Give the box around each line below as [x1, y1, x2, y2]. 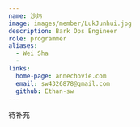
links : [8, 65, 31, 73]
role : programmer [8, 34, 67, 43]
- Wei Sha [15, 49, 49, 57]
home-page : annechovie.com [15, 72, 107, 80]
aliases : [8, 42, 38, 50]
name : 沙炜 [8, 11, 43, 20]
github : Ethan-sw [15, 87, 74, 95]
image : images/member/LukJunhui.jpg [8, 19, 132, 28]
